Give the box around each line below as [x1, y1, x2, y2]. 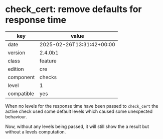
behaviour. [5, 113, 28, 119]
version [8, 49, 26, 56]
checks [39, 74, 57, 81]
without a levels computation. [5, 128, 66, 134]
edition [8, 65, 24, 73]
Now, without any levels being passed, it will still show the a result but [5, 123, 149, 129]
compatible [8, 90, 34, 97]
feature [39, 57, 57, 64]
